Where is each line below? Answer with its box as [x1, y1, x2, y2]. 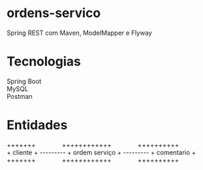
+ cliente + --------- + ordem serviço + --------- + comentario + [6, 148, 197, 156]
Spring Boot [6, 77, 42, 85]
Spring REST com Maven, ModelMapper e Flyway [6, 28, 152, 37]
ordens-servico [6, 5, 101, 21]
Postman [6, 92, 33, 100]
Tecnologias [6, 53, 81, 70]
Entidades [6, 117, 68, 133]
